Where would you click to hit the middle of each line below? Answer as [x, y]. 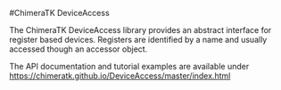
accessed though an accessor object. [79, 49]
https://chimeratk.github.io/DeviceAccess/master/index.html [120, 76]
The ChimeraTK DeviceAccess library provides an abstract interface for [140, 30]
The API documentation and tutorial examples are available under [129, 66]
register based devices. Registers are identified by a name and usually [138, 40]
